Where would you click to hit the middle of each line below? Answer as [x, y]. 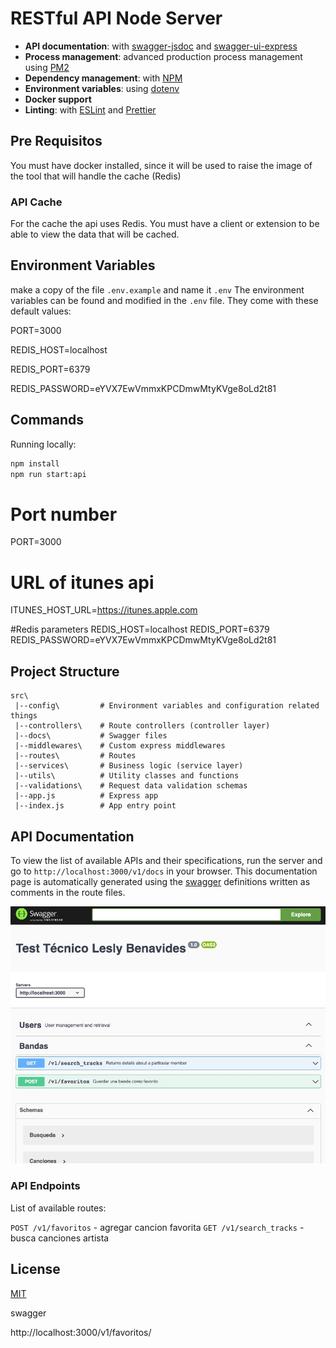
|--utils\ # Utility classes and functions [127, 776]
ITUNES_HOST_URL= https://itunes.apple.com [104, 610]
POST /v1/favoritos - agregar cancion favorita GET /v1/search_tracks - [157, 1227]
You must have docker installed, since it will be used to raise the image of [161, 165]
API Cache [36, 202]
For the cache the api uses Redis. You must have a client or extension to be [165, 224]
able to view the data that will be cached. [95, 234]
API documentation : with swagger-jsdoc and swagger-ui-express [161, 46]
